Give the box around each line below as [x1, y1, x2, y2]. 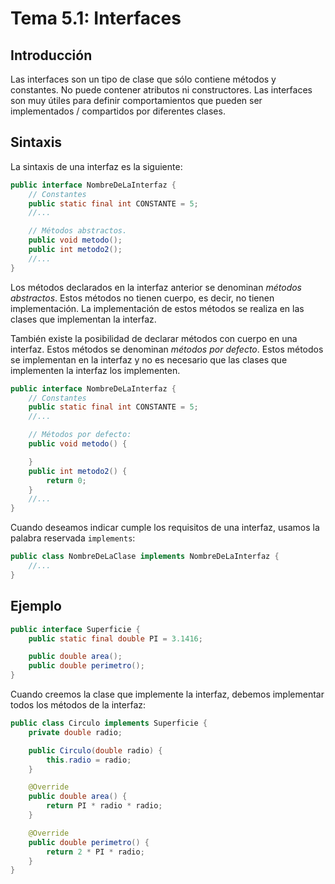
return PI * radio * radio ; [46, 801, 163, 811]
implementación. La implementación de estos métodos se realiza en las [10, 302, 305, 314]
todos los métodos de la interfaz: [10, 699, 147, 711]
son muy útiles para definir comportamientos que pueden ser [10, 95, 263, 106]
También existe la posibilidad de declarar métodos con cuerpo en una [10, 332, 298, 344]
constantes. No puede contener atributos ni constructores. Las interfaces [10, 84, 313, 96]
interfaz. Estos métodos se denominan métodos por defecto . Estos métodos [10, 343, 324, 355]
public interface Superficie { [10, 624, 141, 634]
